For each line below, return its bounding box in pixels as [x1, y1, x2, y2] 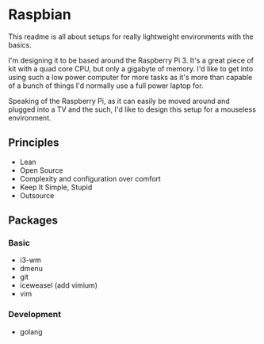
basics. [8, 40, 32, 49]
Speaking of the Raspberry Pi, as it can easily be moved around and [8, 96, 230, 105]
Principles [8, 136, 59, 150]
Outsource [19, 190, 55, 200]
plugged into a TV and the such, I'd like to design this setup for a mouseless [8, 105, 256, 114]
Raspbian [8, 6, 71, 24]
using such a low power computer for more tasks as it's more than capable [8, 72, 253, 82]
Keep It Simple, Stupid [19, 182, 93, 192]
